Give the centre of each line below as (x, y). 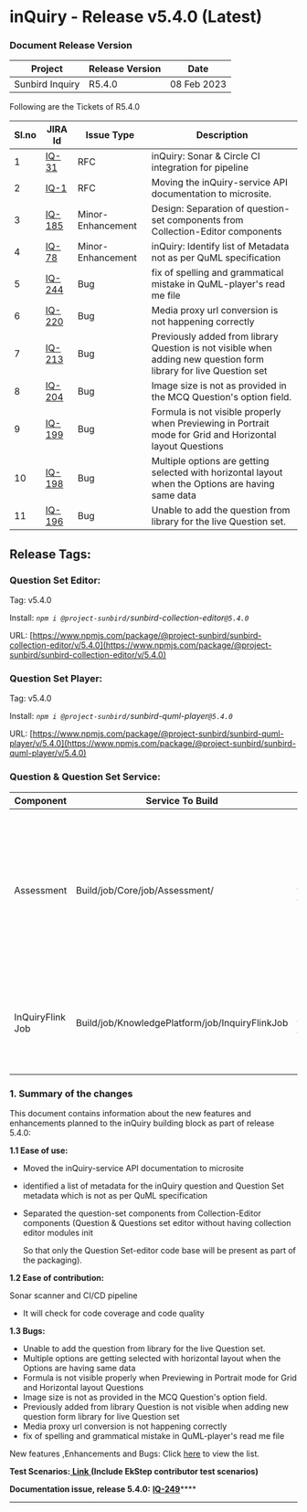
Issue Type (110, 135)
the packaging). (52, 1260)
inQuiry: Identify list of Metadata (220, 247)
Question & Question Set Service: (85, 777)
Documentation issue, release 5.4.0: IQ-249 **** (103, 1489)
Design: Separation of (198, 209)
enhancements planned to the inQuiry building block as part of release (142, 1123)
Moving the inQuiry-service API (219, 183)
